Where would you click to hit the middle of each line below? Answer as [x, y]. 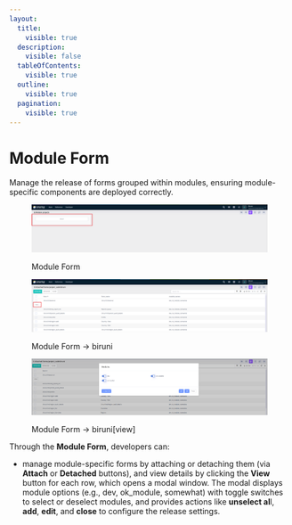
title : [29, 28]
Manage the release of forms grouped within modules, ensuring [126, 183]
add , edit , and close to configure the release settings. [121, 511]
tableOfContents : [49, 66]
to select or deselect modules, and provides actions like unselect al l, [148, 501]
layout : [24, 19]
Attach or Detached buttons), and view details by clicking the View [146, 473]
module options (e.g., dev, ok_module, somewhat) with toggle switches [152, 492]
